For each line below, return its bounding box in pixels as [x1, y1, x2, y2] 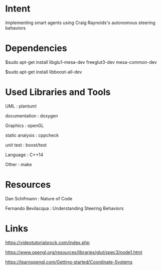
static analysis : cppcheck [5, 132, 59, 138]
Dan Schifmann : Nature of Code [5, 195, 73, 201]
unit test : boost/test [5, 142, 47, 148]
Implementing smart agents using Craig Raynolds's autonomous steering [5, 20, 155, 26]
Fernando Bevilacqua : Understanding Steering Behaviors [5, 205, 124, 211]
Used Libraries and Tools [5, 86, 111, 98]
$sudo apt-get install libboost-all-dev [5, 69, 82, 75]
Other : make [5, 161, 32, 167]
